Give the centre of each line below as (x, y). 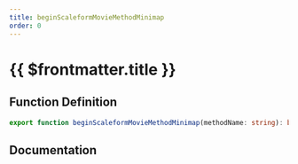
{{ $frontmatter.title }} (93, 70)
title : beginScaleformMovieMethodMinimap (87, 17)
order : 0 (25, 26)
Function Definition (63, 102)
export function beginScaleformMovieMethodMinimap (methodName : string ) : (146, 122)
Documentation (53, 150)
